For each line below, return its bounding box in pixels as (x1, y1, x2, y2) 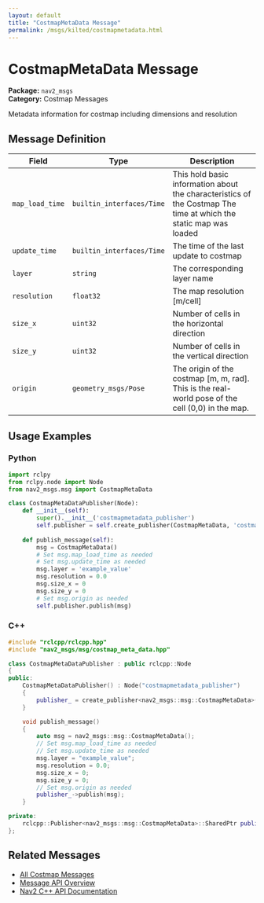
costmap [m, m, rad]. (172, 373, 250, 384)
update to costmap (172, 251, 242, 262)
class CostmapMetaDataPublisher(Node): (8, 500, 139, 508)
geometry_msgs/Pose (71, 384, 145, 393)
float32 (71, 292, 101, 301)
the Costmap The (172, 198, 237, 209)
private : (8, 813, 37, 820)
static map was (172, 218, 229, 229)
